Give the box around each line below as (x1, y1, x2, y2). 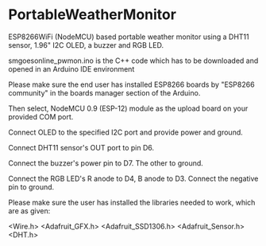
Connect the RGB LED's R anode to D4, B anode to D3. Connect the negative (8, 174, 259, 183)
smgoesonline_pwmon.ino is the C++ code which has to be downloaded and (8, 56, 259, 65)
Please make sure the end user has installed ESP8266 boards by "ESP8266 (8, 80, 256, 89)
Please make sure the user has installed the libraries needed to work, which (8, 197, 256, 207)
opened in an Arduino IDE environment (8, 64, 135, 73)
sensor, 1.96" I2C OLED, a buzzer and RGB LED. (8, 40, 164, 49)
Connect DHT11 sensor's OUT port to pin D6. (8, 143, 155, 152)
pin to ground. (8, 182, 55, 192)
